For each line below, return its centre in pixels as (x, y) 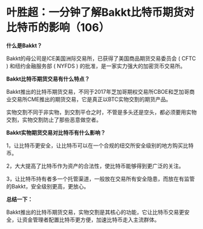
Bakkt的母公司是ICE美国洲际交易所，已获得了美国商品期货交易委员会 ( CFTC (101, 58)
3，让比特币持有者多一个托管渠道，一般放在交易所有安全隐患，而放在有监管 (101, 179)
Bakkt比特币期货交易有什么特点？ (48, 79)
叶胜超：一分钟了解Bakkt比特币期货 (95, 12)
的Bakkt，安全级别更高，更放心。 (48, 186)
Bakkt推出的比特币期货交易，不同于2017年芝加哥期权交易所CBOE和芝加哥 (98, 91)
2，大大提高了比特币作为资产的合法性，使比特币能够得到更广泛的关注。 (95, 166)
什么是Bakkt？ (24, 45)
